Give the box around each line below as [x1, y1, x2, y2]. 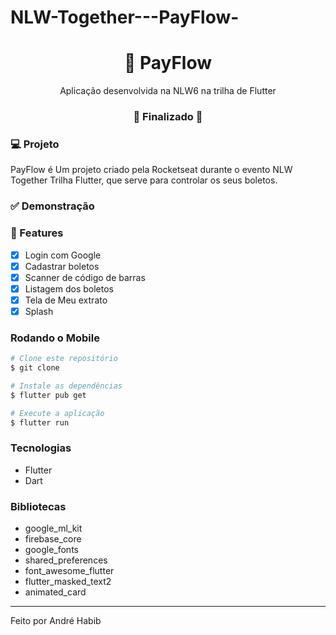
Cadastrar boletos [24, 260, 100, 272]
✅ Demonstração [10, 199, 95, 213]
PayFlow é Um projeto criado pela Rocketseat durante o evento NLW [10, 164, 293, 176]
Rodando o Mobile [10, 331, 100, 345]
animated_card [24, 586, 87, 598]
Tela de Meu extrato [24, 294, 108, 306]
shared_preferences [24, 554, 108, 566]
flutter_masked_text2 [24, 576, 112, 588]
